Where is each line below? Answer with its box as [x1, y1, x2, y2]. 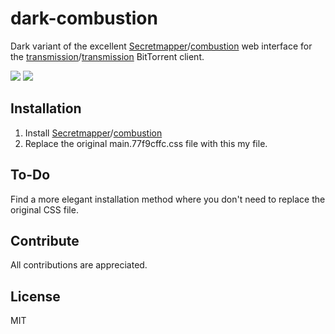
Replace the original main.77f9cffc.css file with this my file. [24, 137, 268, 149]
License [10, 288, 61, 305]
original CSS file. [10, 203, 79, 216]
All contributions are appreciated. [10, 259, 148, 271]
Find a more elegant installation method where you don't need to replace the [10, 193, 326, 205]
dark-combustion [10, 7, 158, 30]
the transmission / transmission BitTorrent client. [10, 50, 205, 62]
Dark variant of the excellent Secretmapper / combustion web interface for [10, 40, 313, 52]
